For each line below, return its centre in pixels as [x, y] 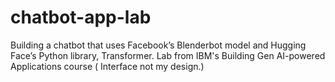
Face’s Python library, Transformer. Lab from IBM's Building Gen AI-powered [168, 55]
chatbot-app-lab [81, 17]
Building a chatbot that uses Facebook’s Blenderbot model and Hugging [158, 45]
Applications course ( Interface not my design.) [107, 66]
